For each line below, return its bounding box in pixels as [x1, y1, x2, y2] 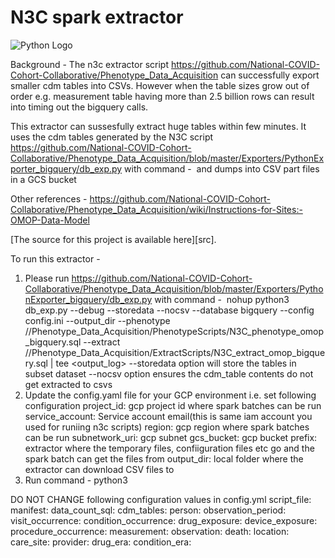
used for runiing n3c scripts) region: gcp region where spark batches [24, 421, 310, 433]
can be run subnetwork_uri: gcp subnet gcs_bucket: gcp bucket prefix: [24, 431, 318, 443]
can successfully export [220, 69, 320, 81]
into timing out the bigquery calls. [10, 101, 149, 113]
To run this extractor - [10, 252, 101, 265]
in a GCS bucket [10, 173, 77, 185]
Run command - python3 [24, 474, 128, 486]
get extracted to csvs [24, 378, 113, 390]
